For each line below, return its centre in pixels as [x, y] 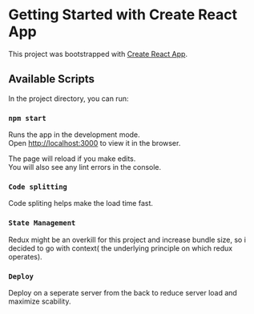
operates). [25, 256]
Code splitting [38, 187]
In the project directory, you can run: [69, 99]
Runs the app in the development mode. [74, 135]
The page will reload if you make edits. [72, 159]
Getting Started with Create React [123, 15]
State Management [42, 223]
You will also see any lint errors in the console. [85, 167]
